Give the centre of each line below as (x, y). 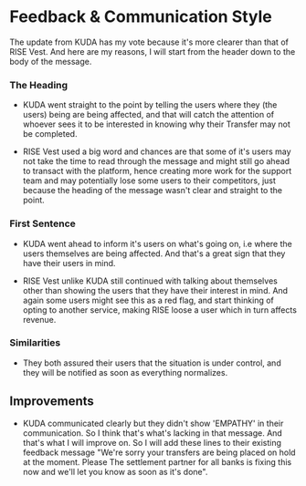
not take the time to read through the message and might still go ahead (156, 161)
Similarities (35, 343)
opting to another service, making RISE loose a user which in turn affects (159, 310)
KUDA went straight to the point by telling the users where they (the (150, 105)
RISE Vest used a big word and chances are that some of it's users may (157, 151)
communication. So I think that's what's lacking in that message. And (153, 433)
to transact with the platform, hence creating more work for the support (157, 171)
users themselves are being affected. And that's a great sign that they (154, 253)
